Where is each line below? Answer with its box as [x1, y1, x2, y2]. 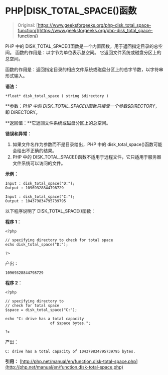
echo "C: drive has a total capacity [5, 316, 84, 321]
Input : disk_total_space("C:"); [5, 194, 75, 199]
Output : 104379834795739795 [5, 198, 66, 203]
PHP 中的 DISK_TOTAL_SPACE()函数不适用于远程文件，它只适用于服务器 [12, 154, 161, 160]
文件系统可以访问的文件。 [12, 160, 66, 166]
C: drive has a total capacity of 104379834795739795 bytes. [5, 349, 136, 354]
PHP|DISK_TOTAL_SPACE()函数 [5, 5, 137, 17]
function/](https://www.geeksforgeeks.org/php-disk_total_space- [17, 27, 153, 33]
